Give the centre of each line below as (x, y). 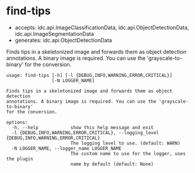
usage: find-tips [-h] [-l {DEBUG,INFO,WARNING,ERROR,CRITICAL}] (89, 75)
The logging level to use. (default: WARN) (125, 143)
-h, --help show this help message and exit (83, 127)
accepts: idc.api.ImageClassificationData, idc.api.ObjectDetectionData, (102, 27)
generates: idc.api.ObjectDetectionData (63, 40)
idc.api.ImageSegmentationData (54, 33)
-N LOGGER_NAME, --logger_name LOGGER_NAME (66, 148)
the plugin (20, 159)
